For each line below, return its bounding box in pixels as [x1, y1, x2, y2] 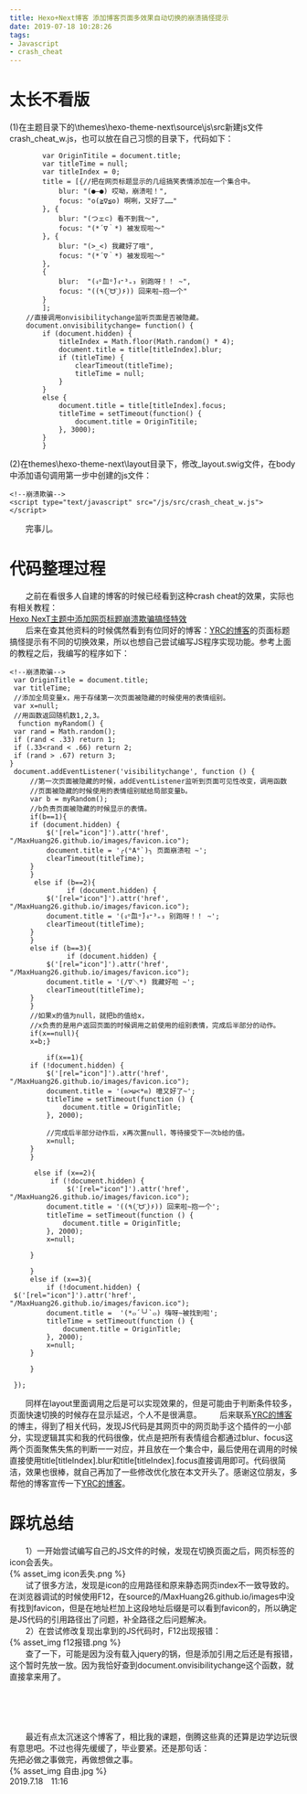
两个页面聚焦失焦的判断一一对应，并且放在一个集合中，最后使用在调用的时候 [9, 1444, 298, 1455]
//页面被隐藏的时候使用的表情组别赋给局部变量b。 [29, 787, 192, 796]
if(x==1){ [46, 1053, 84, 1062]
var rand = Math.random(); [13, 727, 117, 736]
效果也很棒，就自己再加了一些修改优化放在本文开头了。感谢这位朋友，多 [25, 1466, 298, 1477]
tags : [9, 30, 30, 39]
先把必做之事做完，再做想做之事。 [9, 1754, 138, 1765]
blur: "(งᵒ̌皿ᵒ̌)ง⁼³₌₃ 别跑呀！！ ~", [58, 277, 192, 286]
